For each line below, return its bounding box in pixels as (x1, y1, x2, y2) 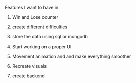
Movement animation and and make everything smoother (12, 53, 131, 59)
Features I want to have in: (5, 5, 60, 10)
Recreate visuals (12, 63, 47, 69)
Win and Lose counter (12, 14, 59, 20)
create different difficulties (12, 24, 68, 30)
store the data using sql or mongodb (12, 34, 88, 39)
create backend (12, 73, 45, 79)
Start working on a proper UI (12, 44, 72, 50)
